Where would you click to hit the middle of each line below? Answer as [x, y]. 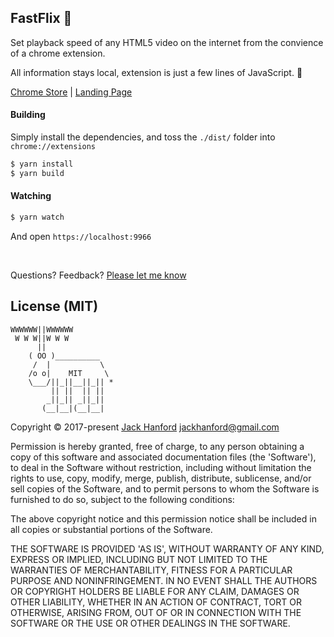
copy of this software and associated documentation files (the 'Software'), [163, 457]
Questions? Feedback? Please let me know [98, 275]
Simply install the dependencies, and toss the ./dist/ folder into [143, 137]
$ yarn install [42, 164]
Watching [31, 196]
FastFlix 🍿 [41, 18]
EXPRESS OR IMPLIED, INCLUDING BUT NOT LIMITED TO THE [139, 559]
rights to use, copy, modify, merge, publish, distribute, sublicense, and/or [161, 478]
